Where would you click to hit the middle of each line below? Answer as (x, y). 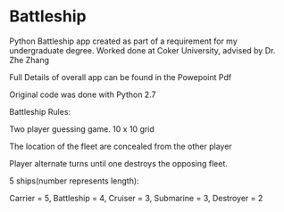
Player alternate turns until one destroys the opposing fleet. (118, 163)
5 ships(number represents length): (75, 181)
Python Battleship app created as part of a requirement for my (124, 41)
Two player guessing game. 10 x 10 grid (82, 129)
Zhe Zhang (29, 60)
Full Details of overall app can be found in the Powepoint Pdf (121, 77)
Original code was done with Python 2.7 (83, 94)
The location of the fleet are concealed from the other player (121, 146)
